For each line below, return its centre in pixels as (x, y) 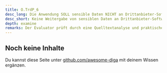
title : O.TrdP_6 (22, 10)
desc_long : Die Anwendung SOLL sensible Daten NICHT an (64, 14)
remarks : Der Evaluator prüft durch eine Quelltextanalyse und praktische (84, 28)
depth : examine (21, 23)
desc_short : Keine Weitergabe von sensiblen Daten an (62, 19)
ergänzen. (15, 65)
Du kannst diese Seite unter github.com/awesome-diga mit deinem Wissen (82, 60)
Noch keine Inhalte (35, 48)
